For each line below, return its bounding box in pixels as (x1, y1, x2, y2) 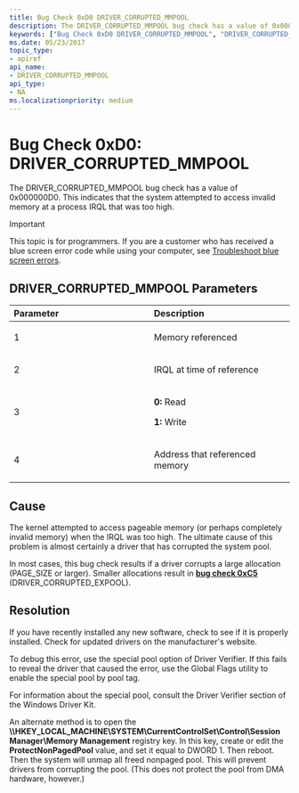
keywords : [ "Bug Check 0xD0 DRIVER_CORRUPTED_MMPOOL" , (9, 29, 217, 38)
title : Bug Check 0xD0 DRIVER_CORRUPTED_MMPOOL (9, 12, 190, 22)
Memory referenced (154, 331, 238, 344)
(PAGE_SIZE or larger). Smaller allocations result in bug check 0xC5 (9, 568, 258, 578)
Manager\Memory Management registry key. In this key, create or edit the (9, 735, 284, 746)
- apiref (9, 54, 42, 63)
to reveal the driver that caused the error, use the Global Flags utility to (9, 663, 269, 674)
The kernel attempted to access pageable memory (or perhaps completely (9, 522, 282, 533)
